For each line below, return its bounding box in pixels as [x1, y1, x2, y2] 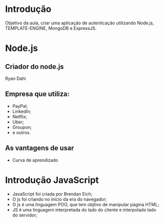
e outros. [12, 129, 31, 135]
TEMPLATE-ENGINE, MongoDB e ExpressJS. [5, 25, 97, 31]
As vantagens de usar [5, 144, 74, 152]
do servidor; [12, 212, 38, 218]
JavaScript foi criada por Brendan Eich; [12, 191, 93, 197]
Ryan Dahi [5, 75, 26, 81]
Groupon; [12, 124, 32, 130]
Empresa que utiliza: [5, 90, 70, 98]
